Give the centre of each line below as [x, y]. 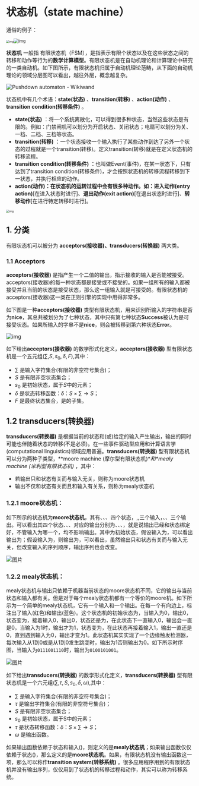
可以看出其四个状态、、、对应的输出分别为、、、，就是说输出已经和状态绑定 [103, 525]
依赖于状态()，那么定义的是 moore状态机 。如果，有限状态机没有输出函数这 [97, 755]
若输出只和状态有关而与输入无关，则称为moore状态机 [80, 479]
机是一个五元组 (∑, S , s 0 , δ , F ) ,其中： [48, 357]
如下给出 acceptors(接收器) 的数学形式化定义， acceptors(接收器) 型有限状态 [99, 349]
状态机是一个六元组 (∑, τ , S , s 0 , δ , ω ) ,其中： [56, 683]
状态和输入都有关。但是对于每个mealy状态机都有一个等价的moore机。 [92, 598]
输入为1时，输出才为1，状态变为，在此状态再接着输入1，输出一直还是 [108, 628]
